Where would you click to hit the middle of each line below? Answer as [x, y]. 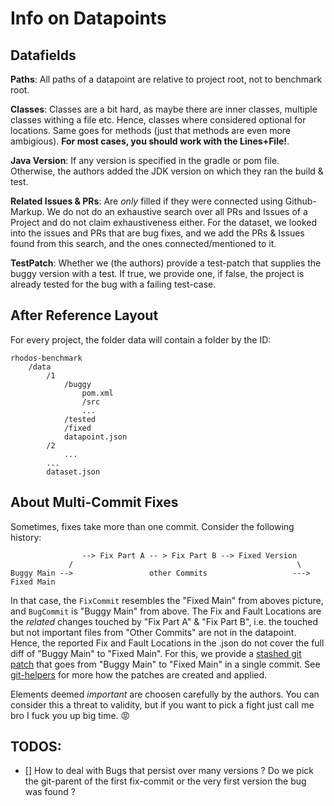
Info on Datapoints [88, 18]
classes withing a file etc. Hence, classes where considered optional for [158, 120]
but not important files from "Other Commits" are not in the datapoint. [153, 632]
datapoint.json [95, 437]
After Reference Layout [84, 315]
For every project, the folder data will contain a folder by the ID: [141, 339]
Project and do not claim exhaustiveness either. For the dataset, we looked [164, 222]
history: [26, 537]
